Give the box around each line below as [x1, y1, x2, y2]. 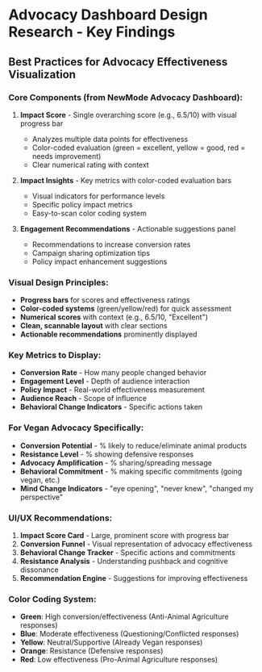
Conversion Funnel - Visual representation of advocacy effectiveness [19, 539, 252, 549]
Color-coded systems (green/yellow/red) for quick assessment [19, 304, 232, 314]
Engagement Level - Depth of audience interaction [19, 377, 190, 386]
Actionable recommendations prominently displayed [19, 329, 198, 340]
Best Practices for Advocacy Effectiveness [8, 55, 228, 69]
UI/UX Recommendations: [8, 512, 113, 524]
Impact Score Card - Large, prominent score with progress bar [19, 531, 230, 541]
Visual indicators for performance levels [31, 191, 165, 201]
